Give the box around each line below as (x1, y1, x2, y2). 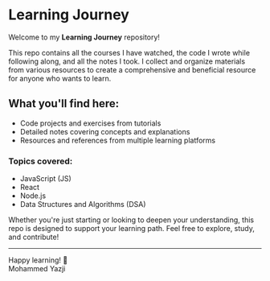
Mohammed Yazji (8, 264, 66, 274)
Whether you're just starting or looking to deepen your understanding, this (8, 215, 255, 225)
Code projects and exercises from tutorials (19, 118, 162, 128)
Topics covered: (8, 155, 73, 167)
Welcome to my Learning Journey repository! (8, 32, 161, 42)
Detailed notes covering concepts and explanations (19, 126, 190, 136)
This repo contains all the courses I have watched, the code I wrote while (8, 48, 251, 57)
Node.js (19, 191, 47, 200)
